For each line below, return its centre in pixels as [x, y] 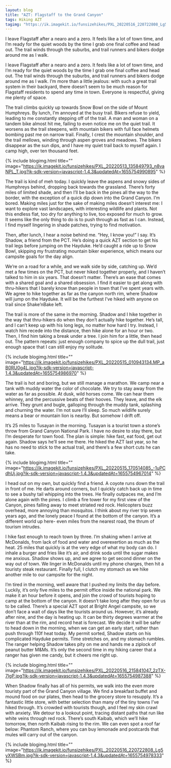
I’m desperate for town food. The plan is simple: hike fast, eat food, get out [83, 436]
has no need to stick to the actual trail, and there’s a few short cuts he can [83, 447]
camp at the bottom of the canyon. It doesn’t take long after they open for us [85, 601]
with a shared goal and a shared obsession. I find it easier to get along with [84, 283]
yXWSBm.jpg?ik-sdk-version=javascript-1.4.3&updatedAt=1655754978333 [83, 755]
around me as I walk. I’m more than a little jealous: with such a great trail [81, 81]
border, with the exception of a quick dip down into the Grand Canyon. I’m [83, 198]
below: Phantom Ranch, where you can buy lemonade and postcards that [82, 729]
